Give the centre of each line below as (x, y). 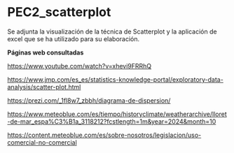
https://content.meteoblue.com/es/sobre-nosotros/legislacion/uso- (104, 135)
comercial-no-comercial (42, 142)
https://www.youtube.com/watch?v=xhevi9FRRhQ (80, 66)
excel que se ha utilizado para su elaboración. (74, 38)
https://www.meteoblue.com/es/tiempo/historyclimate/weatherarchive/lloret (117, 114)
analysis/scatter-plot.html (44, 87)
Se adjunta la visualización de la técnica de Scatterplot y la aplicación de (112, 31)
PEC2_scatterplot (59, 12)
